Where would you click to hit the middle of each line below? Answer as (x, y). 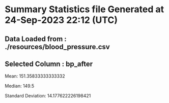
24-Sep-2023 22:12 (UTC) (61, 20)
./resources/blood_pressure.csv (57, 47)
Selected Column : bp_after (49, 64)
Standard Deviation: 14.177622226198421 (48, 96)
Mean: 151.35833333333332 (35, 76)
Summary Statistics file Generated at (84, 9)
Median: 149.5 (20, 86)
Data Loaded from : (36, 39)
